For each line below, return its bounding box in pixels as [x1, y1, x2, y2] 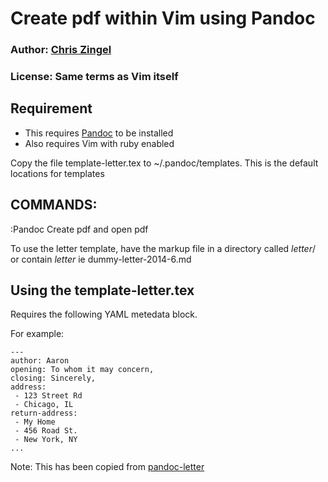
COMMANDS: [10, 197, 98, 214]
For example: [10, 328, 65, 340]
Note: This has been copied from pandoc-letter [10, 461, 205, 473]
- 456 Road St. [14, 426, 78, 436]
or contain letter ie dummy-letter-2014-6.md [10, 253, 192, 265]
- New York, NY [14, 435, 78, 445]
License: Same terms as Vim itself [10, 70, 179, 84]
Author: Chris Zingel [10, 43, 112, 57]
